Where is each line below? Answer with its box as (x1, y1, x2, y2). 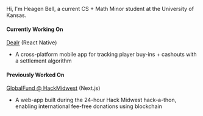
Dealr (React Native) (6, 39, 57, 46)
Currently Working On (6, 26, 63, 33)
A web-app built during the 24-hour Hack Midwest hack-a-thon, (15, 97, 177, 104)
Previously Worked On (6, 71, 65, 78)
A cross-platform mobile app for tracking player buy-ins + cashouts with (15, 51, 197, 58)
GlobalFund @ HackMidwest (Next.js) (6, 84, 101, 92)
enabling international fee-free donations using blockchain (15, 103, 163, 110)
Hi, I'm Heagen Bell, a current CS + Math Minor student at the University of (6, 5, 194, 12)
